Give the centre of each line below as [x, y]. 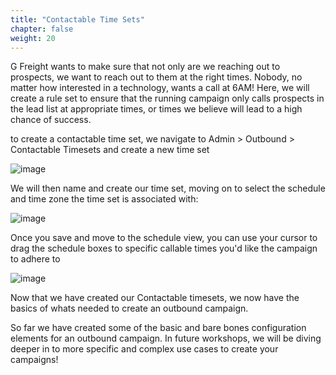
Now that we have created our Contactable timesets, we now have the [155, 298]
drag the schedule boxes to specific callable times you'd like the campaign [164, 248]
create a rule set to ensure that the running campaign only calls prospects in [167, 98]
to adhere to [35, 259]
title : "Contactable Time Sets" [77, 19]
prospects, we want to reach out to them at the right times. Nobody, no [156, 77]
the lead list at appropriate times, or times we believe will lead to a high [156, 109]
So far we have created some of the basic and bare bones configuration [158, 328]
